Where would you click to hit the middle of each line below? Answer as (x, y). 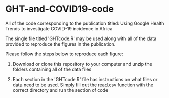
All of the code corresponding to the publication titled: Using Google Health (85, 23)
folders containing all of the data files (52, 69)
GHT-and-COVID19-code (60, 9)
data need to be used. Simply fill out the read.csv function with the (83, 85)
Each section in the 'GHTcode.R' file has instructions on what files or (85, 79)
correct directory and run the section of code (60, 90)
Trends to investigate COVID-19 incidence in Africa (59, 28)
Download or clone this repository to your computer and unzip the (82, 64)
